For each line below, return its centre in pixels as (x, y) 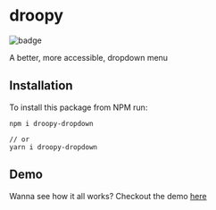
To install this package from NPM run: (79, 107)
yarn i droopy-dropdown (54, 147)
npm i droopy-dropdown (51, 123)
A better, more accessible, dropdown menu (88, 57)
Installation (41, 86)
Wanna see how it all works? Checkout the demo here (108, 196)
